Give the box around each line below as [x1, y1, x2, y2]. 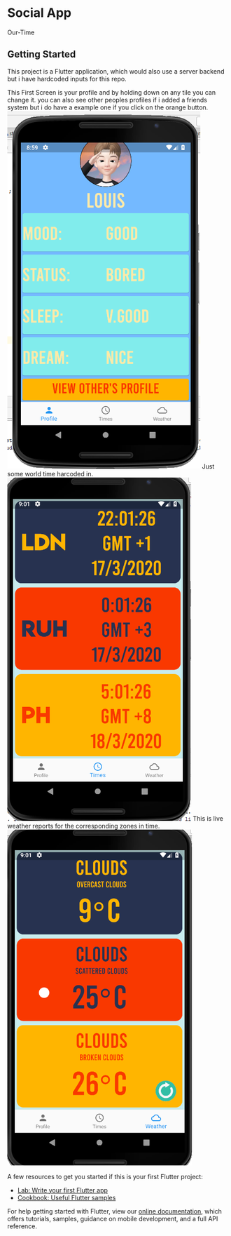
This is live [192, 814, 224, 822]
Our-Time [7, 28, 35, 36]
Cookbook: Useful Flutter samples [17, 1193, 116, 1202]
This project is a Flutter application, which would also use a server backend [7, 67, 225, 75]
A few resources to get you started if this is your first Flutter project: [7, 1172, 203, 1181]
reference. [7, 1222, 37, 1230]
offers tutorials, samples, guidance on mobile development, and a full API [7, 1214, 218, 1223]
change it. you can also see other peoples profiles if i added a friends [7, 95, 208, 104]
